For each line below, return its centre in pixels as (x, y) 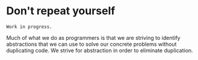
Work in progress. (29, 27)
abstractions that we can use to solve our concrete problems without (91, 44)
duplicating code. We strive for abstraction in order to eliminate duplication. (100, 50)
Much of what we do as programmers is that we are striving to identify (93, 37)
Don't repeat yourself (61, 11)
